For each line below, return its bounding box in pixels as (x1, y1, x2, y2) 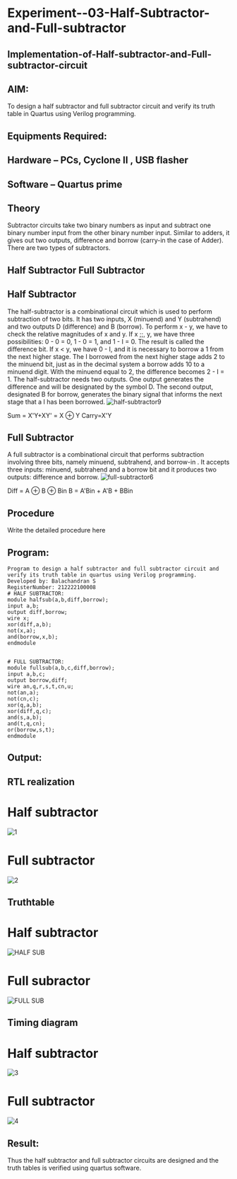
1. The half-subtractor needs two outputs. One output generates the (7, 375, 205, 383)
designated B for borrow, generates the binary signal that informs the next (7, 389, 222, 398)
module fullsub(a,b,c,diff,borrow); (7, 664, 115, 672)
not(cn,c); (7, 695, 39, 702)
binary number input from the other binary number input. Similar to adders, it (7, 229, 230, 237)
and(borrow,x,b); (7, 634, 59, 641)
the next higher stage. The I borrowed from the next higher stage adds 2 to (7, 352, 226, 360)
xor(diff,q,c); (7, 708, 52, 715)
